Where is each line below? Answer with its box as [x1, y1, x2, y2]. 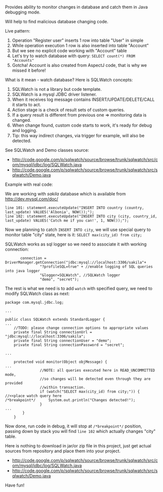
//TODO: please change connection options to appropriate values [14, 326, 149, 330]
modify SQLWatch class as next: [5, 291, 70, 296]
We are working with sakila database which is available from [5, 191, 126, 197]
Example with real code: [5, 181, 53, 187]
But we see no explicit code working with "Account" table [12, 48, 127, 53]
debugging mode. [5, 9, 41, 15]
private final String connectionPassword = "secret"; [14, 343, 125, 347]
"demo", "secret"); [39, 277, 79, 282]
